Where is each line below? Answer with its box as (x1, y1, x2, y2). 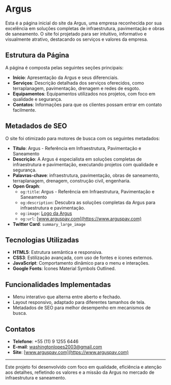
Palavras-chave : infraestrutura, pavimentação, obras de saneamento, (12, 172, 160, 178)
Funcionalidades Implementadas (5, 280, 111, 289)
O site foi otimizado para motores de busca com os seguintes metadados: (5, 135, 160, 141)
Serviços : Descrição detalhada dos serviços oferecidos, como (12, 80, 144, 86)
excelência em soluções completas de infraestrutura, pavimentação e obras (5, 25, 164, 31)
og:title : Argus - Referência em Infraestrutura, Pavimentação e (20, 188, 155, 194)
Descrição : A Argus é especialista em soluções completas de (12, 156, 142, 162)
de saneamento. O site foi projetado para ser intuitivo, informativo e (5, 31, 147, 37)
